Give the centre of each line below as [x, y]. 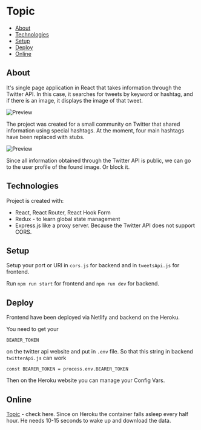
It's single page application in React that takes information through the [94, 87]
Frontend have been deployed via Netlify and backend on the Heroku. [93, 318]
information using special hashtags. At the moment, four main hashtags [95, 130]
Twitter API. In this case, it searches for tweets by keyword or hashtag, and [100, 94]
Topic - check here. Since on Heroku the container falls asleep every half [97, 414]
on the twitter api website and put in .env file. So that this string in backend [100, 352]
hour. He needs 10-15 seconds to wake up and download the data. [89, 421]
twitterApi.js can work [36, 358]
